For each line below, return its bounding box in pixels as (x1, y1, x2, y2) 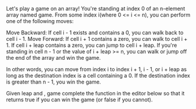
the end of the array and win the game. (6, 54, 102, 61)
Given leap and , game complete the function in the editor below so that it (6, 90, 185, 97)
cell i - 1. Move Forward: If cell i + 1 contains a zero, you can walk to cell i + (6, 36, 188, 42)
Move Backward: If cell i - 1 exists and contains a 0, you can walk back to (6, 29, 184, 36)
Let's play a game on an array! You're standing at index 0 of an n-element (6, 5, 185, 12)
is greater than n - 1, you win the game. (6, 78, 102, 85)
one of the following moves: (6, 18, 74, 24)
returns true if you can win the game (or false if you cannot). (6, 96, 153, 103)
